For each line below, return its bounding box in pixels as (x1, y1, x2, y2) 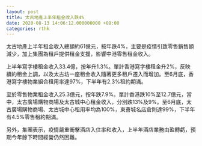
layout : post (6, 8, 39, 15)
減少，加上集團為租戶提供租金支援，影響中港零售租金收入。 (6, 50, 154, 58)
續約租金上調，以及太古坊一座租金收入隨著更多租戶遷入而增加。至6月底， (6, 70, 189, 78)
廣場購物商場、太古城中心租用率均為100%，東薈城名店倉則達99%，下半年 (11, 106, 195, 113)
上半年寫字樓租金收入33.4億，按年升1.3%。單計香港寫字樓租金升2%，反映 (6, 63, 191, 70)
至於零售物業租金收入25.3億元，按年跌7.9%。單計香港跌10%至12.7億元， (6, 91, 187, 98)
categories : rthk (6, 25, 50, 32)
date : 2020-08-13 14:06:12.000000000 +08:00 (6, 20, 120, 26)
